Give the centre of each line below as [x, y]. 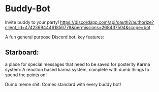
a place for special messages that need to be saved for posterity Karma [78, 64]
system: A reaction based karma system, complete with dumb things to [77, 69]
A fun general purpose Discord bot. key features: [55, 37]
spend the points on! [26, 75]
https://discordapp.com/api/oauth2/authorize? [107, 22]
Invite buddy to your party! [32, 22]
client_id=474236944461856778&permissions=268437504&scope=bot [78, 27]
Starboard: [22, 52]
